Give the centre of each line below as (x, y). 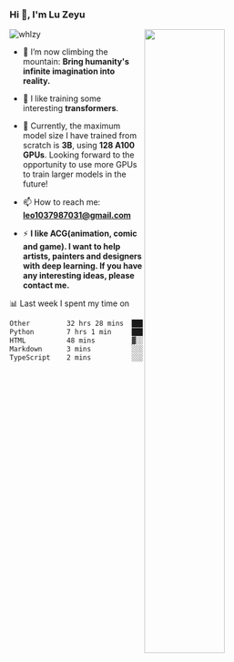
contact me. (46, 285)
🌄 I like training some (62, 98)
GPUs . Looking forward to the (78, 155)
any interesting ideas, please (78, 276)
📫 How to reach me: (61, 202)
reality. (36, 81)
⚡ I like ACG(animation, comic (80, 234)
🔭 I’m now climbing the (65, 52)
